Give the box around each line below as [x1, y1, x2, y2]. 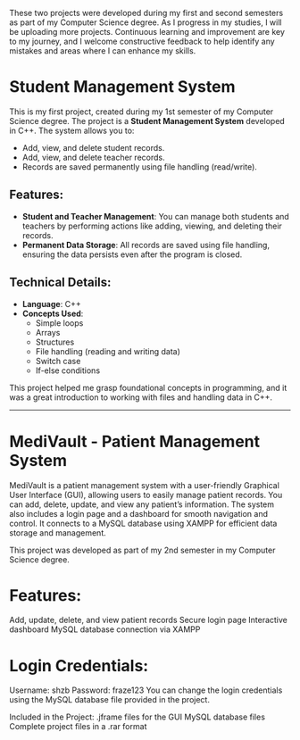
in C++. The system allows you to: [9, 125, 135, 136]
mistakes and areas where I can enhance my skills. [9, 46, 196, 56]
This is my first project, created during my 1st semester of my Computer [9, 106, 274, 117]
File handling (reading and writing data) [35, 345, 181, 356]
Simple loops [35, 317, 84, 328]
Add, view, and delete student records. [21, 142, 165, 153]
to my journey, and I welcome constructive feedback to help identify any [9, 36, 275, 46]
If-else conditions [35, 365, 101, 376]
